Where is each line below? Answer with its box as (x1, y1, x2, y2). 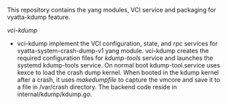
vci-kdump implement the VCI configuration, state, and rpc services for (16, 40, 218, 47)
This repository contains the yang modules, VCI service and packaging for (7, 6, 217, 14)
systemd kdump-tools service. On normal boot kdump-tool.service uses (16, 61, 220, 69)
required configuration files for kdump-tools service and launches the (16, 54, 213, 62)
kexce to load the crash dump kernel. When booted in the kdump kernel (16, 68, 219, 76)
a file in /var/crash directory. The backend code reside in (16, 83, 177, 91)
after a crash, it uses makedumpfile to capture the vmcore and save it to (16, 76, 220, 84)
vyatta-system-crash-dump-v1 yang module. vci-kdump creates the (16, 47, 209, 55)
